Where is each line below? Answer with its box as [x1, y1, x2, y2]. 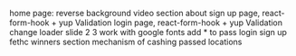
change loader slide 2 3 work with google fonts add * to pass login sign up [9, 27, 288, 37]
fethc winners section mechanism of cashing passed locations [9, 36, 243, 47]
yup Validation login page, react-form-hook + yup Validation [58, 17, 283, 28]
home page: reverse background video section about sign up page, [9, 8, 261, 18]
